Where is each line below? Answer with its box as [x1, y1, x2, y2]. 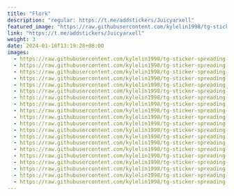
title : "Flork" [7, 10, 52, 17]
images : [7, 49, 30, 56]
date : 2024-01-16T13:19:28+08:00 [7, 42, 104, 49]
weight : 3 [7, 36, 36, 43]
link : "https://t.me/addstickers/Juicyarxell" [7, 29, 145, 37]
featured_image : [7, 23, 54, 30]
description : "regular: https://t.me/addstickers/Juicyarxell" [7, 17, 195, 24]
